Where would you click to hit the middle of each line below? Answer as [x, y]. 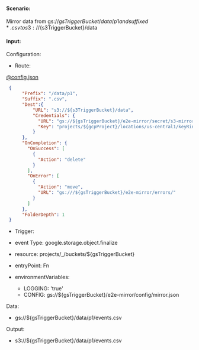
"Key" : [46, 127]
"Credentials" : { [54, 115]
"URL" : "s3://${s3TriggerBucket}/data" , [83, 110]
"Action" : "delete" [62, 160]
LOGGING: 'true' [43, 289]
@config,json [22, 77]
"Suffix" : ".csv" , [44, 99]
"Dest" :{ [33, 105]
